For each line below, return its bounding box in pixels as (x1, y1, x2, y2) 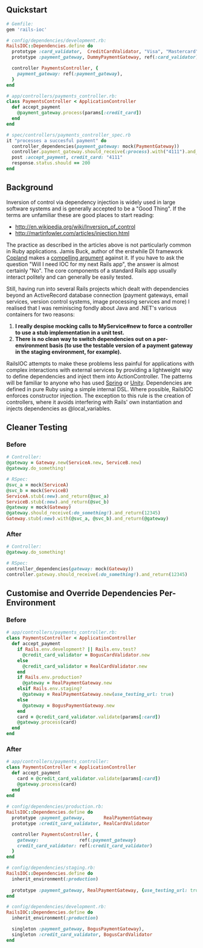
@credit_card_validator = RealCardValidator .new (22, 663, 147, 669)
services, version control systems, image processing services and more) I (6, 297, 190, 305)
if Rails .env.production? (17, 674, 83, 681)
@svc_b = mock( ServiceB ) (6, 487, 69, 493)
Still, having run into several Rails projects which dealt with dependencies (6, 285, 189, 292)
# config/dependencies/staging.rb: (6, 865, 96, 871)
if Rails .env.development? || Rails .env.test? (17, 646, 137, 652)
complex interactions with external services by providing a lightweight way (6, 366, 192, 374)
